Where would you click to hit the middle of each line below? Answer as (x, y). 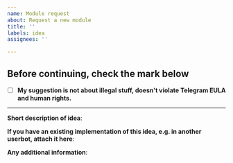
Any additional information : (48, 152)
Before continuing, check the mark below (98, 74)
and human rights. (44, 98)
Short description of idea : (45, 118)
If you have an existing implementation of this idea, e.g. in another (104, 131)
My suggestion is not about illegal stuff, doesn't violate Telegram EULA (121, 90)
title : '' (21, 26)
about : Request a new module (49, 20)
